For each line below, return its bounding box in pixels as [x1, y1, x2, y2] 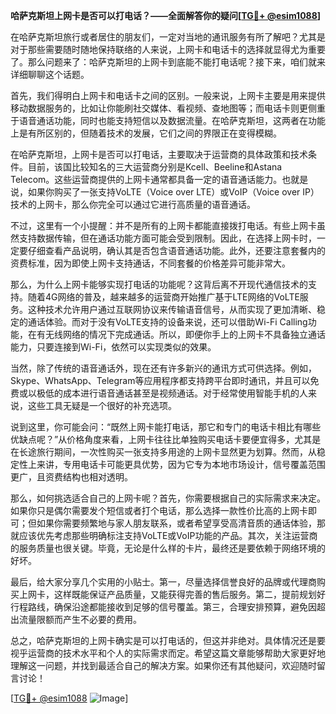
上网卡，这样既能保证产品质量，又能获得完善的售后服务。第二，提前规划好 [18, 589, 326, 600]
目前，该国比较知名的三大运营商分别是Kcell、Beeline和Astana [27, 161, 283, 173]
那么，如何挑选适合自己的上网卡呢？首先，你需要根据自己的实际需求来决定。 [10, 492, 326, 504]
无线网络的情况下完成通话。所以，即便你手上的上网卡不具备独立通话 [44, 329, 326, 340]
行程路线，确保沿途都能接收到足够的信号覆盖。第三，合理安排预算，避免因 [10, 601, 317, 613]
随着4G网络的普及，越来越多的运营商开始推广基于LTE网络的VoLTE [27, 291, 300, 303]
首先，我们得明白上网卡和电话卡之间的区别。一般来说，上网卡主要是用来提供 [10, 90, 326, 101]
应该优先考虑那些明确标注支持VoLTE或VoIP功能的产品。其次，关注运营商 [18, 530, 318, 541]
